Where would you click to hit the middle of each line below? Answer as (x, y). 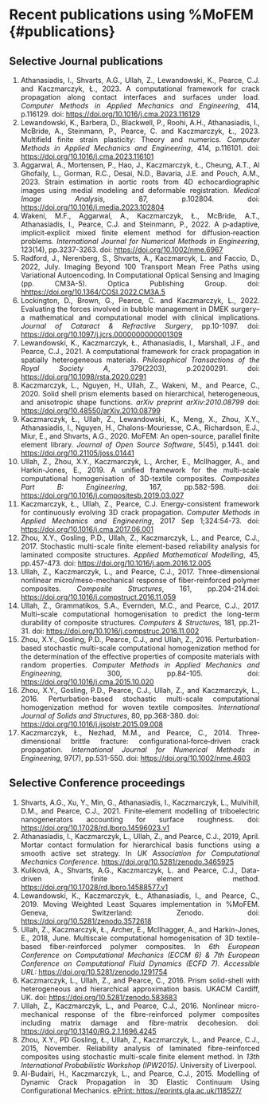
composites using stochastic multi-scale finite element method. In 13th (140, 1056)
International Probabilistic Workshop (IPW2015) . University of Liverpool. (138, 1065)
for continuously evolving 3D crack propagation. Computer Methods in (140, 512)
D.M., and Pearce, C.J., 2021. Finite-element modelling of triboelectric (140, 810)
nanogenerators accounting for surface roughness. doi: (140, 819)
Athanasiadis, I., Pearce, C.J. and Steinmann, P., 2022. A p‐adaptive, (140, 224)
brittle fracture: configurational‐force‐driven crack (165, 741)
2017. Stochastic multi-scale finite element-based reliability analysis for (140, 546)
